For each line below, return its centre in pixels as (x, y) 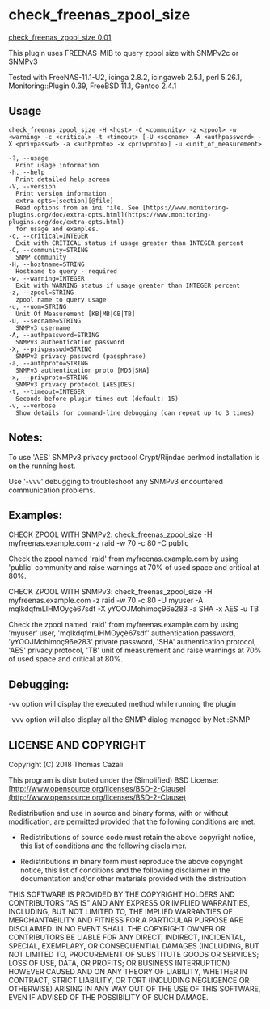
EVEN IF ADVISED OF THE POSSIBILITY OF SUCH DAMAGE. (108, 997)
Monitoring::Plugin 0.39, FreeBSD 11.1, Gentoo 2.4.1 (93, 86)
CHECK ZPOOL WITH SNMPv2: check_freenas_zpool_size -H (110, 534)
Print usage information (57, 165)
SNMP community (41, 257)
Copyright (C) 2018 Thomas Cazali (66, 764)
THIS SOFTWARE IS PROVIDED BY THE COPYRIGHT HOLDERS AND (122, 894)
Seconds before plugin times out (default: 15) (97, 399)
